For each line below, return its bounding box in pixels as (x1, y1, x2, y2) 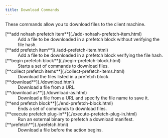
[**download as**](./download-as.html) (5, 89, 87, 95)
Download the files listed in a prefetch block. (18, 73, 110, 79)
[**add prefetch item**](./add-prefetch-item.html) (5, 47, 109, 53)
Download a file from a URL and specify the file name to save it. (18, 95, 149, 101)
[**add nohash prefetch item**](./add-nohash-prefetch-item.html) (5, 31, 142, 37)
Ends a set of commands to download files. (18, 105, 107, 111)
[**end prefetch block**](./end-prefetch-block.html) (5, 100, 113, 106)
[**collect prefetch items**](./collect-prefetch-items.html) (5, 68, 125, 74)
